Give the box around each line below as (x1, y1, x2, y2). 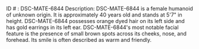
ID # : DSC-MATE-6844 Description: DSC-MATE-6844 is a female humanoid (6, 5, 193, 12)
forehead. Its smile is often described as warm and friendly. (6, 37, 151, 43)
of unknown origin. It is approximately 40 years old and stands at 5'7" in (6, 11, 182, 18)
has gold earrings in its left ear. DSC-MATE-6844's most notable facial (6, 24, 179, 31)
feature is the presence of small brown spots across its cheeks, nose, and (6, 30, 187, 37)
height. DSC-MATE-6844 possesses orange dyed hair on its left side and (6, 18, 185, 24)
